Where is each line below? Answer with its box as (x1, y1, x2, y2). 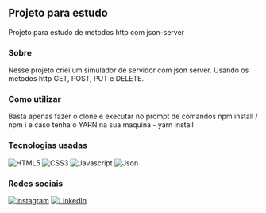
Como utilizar (8, 94, 61, 105)
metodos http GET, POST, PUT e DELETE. (8, 74, 145, 83)
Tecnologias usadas (8, 140, 87, 151)
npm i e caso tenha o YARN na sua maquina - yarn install (8, 120, 195, 130)
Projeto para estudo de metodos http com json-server (8, 27, 185, 37)
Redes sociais (8, 178, 64, 189)
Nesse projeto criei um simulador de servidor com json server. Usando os (8, 65, 249, 75)
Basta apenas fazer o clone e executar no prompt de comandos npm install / (8, 111, 258, 122)
